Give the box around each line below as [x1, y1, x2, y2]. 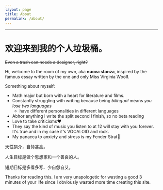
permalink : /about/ [5, 16, 45, 21]
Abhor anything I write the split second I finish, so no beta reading [12, 113, 144, 119]
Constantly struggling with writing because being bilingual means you [12, 98, 152, 104]
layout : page [5, 7, 32, 12]
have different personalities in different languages [19, 108, 119, 114]
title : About [5, 12, 32, 16]
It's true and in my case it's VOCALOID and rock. [12, 129, 109, 135]
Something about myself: [5, 83, 55, 89]
